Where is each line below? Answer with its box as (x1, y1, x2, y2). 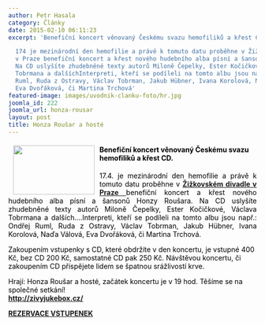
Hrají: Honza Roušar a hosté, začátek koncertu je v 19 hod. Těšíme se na (8, 277, 243, 286)
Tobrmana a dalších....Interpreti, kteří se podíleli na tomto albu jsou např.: (8, 213, 257, 223)
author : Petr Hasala (8, 11, 77, 20)
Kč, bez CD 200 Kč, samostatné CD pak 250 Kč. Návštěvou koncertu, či (8, 253, 241, 263)
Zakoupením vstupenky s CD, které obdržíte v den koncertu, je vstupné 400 (8, 245, 255, 254)
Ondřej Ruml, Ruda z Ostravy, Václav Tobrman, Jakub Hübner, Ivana (8, 221, 257, 231)
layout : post (8, 113, 51, 122)
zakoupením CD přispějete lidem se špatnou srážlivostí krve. (8, 261, 205, 271)
